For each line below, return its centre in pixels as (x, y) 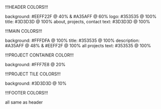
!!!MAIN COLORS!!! (24, 31)
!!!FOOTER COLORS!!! (27, 93)
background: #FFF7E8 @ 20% (35, 64)
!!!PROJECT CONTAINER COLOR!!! (39, 55)
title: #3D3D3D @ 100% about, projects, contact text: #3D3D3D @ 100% (78, 22)
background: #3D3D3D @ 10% (36, 83)
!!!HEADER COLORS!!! (27, 7)
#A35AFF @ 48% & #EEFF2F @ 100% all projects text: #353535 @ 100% (78, 45)
